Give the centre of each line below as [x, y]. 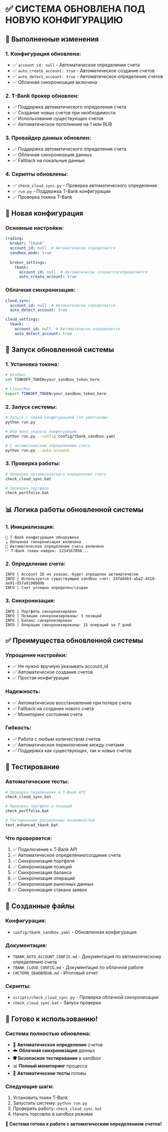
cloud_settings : [23, 319]
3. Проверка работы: [33, 463]
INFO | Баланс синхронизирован [39, 620]
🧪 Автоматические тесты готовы [49, 1074]
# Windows [16, 375]
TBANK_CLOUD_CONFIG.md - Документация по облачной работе [78, 967]
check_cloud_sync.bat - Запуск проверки [57, 1003]
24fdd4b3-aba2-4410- [135, 579]
